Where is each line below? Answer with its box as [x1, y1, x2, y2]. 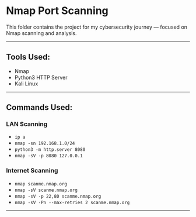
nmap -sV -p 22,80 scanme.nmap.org [14, 193, 101, 199]
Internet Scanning [6, 167, 58, 175]
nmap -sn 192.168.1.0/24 [14, 140, 75, 147]
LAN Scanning [6, 120, 48, 128]
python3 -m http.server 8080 [14, 147, 86, 153]
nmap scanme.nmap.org [14, 181, 67, 187]
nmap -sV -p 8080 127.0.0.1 [14, 153, 83, 159]
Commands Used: [6, 102, 73, 112]
